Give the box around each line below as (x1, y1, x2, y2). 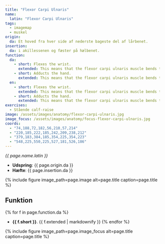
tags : (5, 21, 16, 26)
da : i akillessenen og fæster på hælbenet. (9, 48, 100, 53)
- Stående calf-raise (9, 107, 54, 113)
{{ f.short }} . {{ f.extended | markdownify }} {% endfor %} (12, 219, 130, 224)
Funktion (5, 196, 33, 205)
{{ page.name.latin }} (5, 153, 48, 158)
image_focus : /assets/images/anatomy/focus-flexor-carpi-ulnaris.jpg (5, 116, 151, 122)
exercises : (5, 103, 27, 108)
